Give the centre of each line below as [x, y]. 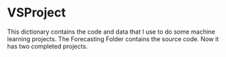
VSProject [37, 13]
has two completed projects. [47, 46]
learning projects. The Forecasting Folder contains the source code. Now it [113, 38]
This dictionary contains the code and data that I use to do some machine [111, 32]
